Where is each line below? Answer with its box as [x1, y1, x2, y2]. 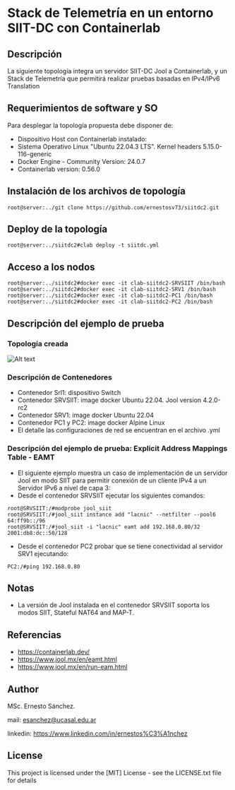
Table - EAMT [7, 452, 55, 462]
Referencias [7, 629, 62, 641]
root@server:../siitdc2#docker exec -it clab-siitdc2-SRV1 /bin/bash [7, 286, 217, 293]
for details [7, 776, 37, 784]
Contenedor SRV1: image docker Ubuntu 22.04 [17, 411, 154, 420]
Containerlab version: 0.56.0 [17, 165, 101, 173]
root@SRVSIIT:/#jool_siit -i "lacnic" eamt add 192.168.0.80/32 [7, 523, 200, 531]
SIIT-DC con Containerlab [7, 20, 161, 36]
